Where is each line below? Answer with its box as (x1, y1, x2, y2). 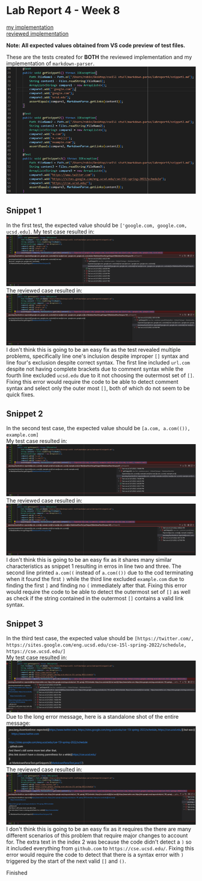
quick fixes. (6, 391, 35, 398)
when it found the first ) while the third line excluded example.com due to (6, 576, 185, 583)
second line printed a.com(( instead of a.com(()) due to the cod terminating (6, 569, 194, 576)
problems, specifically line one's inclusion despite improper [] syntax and (6, 352, 189, 360)
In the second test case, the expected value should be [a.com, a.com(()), (6, 425, 191, 432)
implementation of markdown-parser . (6, 60, 95, 67)
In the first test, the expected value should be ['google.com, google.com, (6, 221, 188, 229)
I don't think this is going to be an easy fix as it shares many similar (6, 556, 173, 564)
